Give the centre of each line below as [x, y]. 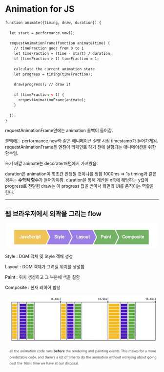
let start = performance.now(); [42, 33]
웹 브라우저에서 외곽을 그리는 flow [53, 214]
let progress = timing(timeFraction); [53, 74]
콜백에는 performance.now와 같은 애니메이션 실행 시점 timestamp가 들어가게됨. [82, 141]
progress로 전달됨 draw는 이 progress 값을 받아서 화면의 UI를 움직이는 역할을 [80, 186]
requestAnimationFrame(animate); [52, 100]
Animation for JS [40, 9]
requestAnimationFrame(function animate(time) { [60, 43]
